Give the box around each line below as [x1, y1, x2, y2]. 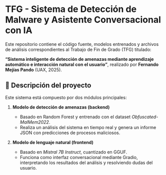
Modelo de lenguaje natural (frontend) [12, 139, 94, 145]
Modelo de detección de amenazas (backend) [12, 104, 110, 110]
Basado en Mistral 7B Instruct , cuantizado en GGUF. [19, 149, 127, 155]
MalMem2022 [19, 119, 49, 125]
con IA [5, 25, 32, 36]
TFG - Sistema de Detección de [5, 3, 136, 15]
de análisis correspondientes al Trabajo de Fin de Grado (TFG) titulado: [5, 46, 151, 52]
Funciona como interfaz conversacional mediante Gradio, [19, 154, 138, 160]
